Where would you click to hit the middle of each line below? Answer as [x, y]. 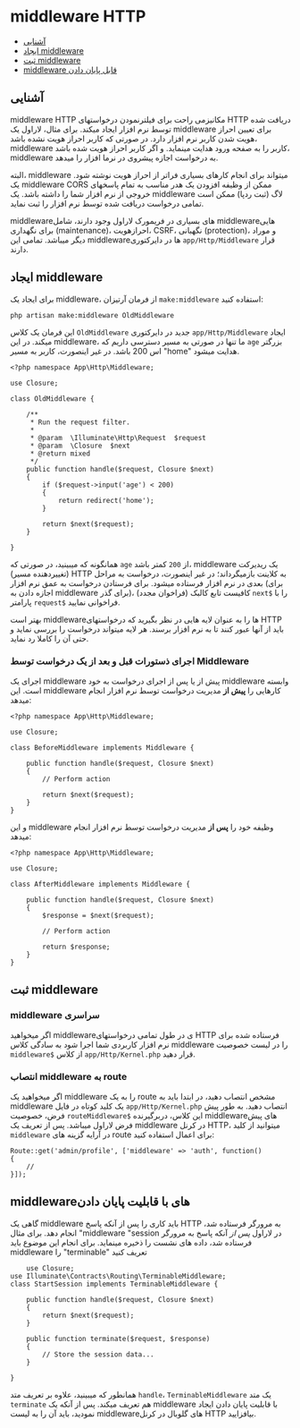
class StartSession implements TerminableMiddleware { [114, 1284]
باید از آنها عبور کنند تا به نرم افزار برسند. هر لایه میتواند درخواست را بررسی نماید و [147, 629]
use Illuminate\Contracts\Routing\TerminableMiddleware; [118, 1276]
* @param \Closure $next [80, 446]
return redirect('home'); [106, 500]
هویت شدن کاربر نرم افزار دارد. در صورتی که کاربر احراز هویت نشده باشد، [134, 138]
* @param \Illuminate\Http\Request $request [118, 438]
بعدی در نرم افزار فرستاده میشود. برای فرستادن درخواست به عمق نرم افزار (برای [147, 582]
